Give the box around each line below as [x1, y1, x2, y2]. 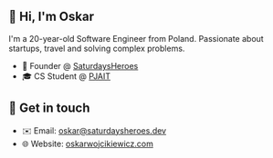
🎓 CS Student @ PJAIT [21, 70, 111, 82]
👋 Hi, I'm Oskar [8, 9, 95, 25]
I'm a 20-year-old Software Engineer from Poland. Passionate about [8, 33, 264, 44]
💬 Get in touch [8, 101, 90, 116]
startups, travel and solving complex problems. [8, 43, 185, 54]
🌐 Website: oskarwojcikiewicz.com [21, 138, 154, 149]
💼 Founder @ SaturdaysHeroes [21, 60, 139, 71]
